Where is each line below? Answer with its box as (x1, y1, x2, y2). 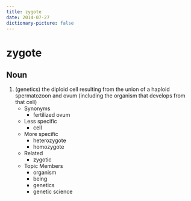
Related (23, 150, 43, 157)
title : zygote (6, 8, 42, 15)
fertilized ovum (33, 111, 70, 119)
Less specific (23, 118, 57, 125)
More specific (23, 131, 58, 138)
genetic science (33, 188, 73, 196)
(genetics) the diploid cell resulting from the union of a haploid (14, 85, 170, 93)
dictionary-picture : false (6, 20, 74, 26)
